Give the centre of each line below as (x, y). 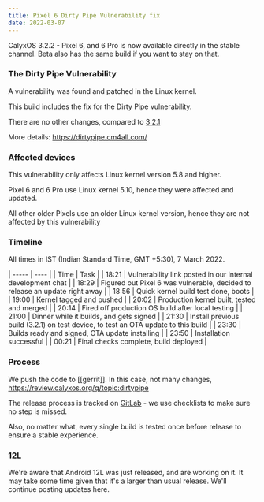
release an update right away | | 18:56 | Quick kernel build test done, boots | (131, 292)
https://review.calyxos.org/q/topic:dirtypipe (78, 388)
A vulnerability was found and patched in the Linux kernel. (102, 91)
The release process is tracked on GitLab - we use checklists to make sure (129, 403)
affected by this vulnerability (54, 222)
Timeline (25, 243)
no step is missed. (38, 411)
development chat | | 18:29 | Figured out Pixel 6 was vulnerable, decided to (130, 283)
